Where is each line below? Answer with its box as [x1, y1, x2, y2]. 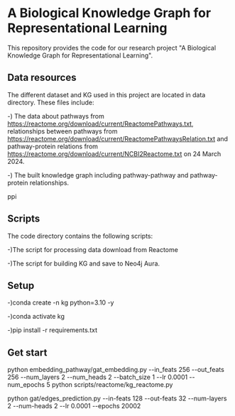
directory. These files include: [7, 98, 94, 106]
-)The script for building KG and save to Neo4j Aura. [7, 259, 160, 268]
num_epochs [7, 381, 45, 389]
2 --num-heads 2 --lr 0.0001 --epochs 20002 [7, 402, 141, 410]
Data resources [7, 72, 77, 84]
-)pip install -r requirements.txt [7, 326, 98, 334]
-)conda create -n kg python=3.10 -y [7, 298, 114, 307]
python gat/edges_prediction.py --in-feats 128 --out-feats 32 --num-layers [7, 394, 227, 403]
